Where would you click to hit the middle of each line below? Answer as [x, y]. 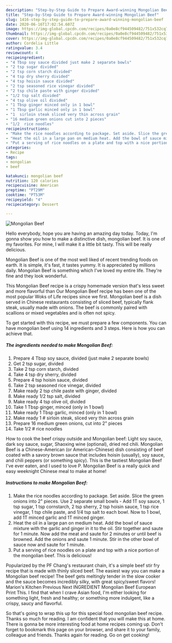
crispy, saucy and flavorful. [34, 603]
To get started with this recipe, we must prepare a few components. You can [86, 323]
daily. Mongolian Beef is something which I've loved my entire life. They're [84, 270]
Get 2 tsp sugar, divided [38, 364]
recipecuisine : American [32, 185]
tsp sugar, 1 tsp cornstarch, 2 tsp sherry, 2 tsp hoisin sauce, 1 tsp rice [86, 507]
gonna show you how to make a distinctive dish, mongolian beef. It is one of [85, 239]
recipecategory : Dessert [32, 204]
